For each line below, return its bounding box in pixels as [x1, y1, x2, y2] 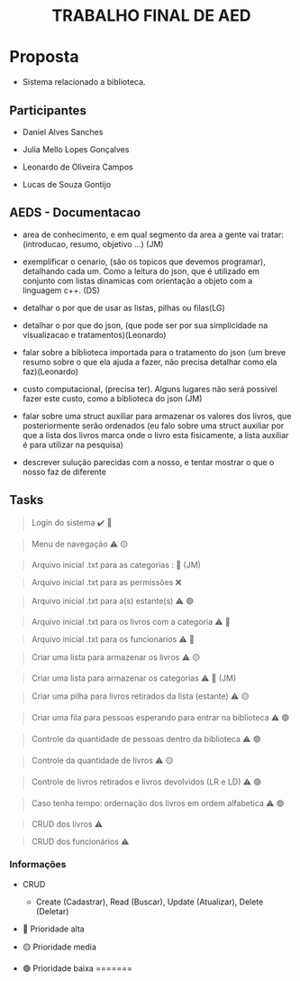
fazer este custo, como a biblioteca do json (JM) [22, 393, 203, 404]
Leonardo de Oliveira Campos [22, 161, 133, 172]
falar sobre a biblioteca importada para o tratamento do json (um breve [22, 346, 286, 357]
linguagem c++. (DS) [22, 285, 101, 296]
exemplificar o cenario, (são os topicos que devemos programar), [22, 256, 266, 267]
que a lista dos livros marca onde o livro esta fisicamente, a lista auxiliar [22, 429, 289, 440]
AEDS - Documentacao [9, 205, 141, 221]
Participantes [9, 103, 87, 118]
